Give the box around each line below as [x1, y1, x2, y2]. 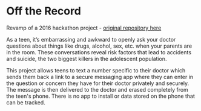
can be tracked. [6, 98, 45, 106]
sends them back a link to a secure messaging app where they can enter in [6, 73, 194, 80]
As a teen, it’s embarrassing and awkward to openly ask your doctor [6, 36, 176, 43]
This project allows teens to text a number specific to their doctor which [6, 66, 186, 74]
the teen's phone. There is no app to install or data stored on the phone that [6, 92, 196, 100]
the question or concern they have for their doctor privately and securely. [6, 80, 189, 87]
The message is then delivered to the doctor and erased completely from [6, 86, 189, 93]
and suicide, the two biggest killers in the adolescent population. [6, 55, 167, 62]
